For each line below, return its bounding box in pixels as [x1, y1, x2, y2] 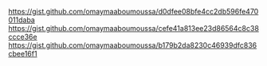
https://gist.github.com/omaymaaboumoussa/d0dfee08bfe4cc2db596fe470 [8, 7, 259, 16]
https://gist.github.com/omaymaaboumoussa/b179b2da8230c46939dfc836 [8, 41, 257, 50]
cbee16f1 [8, 49, 37, 58]
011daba [8, 15, 36, 25]
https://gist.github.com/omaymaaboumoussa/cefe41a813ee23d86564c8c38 [8, 24, 259, 33]
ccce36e [8, 32, 37, 41]
